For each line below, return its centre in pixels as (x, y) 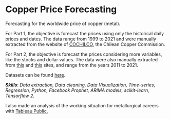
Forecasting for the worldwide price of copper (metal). (63, 23)
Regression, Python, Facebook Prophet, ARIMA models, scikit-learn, (78, 90)
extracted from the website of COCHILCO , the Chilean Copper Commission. (85, 44)
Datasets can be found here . (35, 75)
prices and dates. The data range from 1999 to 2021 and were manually (81, 39)
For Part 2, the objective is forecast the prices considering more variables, (84, 54)
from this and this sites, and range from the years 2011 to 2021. (72, 65)
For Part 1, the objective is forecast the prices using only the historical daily (85, 33)
